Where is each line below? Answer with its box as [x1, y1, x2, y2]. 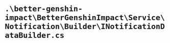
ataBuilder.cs [5, 31, 65, 40]
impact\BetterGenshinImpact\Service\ [5, 13, 165, 23]
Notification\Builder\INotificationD [5, 22, 165, 31]
